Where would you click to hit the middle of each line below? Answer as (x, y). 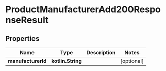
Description (101, 53)
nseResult (27, 20)
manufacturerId (27, 61)
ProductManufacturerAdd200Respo (83, 9)
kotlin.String (67, 61)
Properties (22, 39)
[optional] (132, 61)
